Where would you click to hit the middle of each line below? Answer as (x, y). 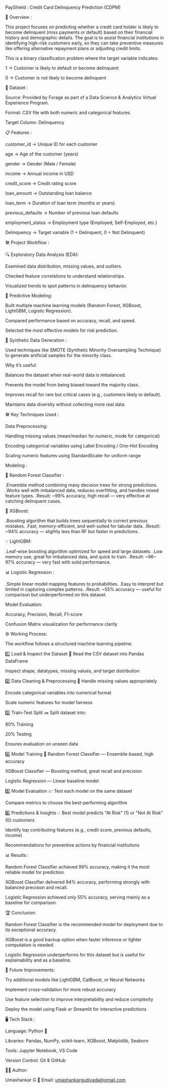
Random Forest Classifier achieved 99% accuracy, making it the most (77, 867)
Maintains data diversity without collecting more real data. (66, 404)
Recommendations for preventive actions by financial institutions (72, 845)
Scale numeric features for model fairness (49, 702)
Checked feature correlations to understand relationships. (65, 276)
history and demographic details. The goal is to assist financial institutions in (84, 38)
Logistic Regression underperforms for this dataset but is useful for (75, 955)
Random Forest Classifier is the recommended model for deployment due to (84, 924)
